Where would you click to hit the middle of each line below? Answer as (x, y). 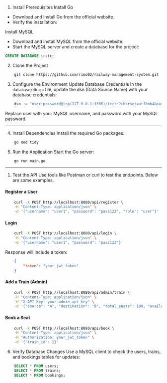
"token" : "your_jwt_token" (51, 266)
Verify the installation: (35, 22)
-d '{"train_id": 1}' (36, 342)
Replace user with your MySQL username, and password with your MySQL (82, 113)
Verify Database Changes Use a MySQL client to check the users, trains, (86, 352)
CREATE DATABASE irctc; (30, 56)
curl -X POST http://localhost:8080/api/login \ (65, 233)
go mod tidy (26, 142)
